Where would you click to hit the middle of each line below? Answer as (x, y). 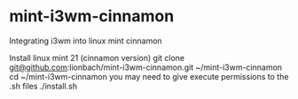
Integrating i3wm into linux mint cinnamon (86, 41)
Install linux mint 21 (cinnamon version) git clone (97, 57)
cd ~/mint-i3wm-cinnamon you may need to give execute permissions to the (149, 76)
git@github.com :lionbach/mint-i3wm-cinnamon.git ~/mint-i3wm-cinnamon (145, 67)
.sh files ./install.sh (43, 86)
